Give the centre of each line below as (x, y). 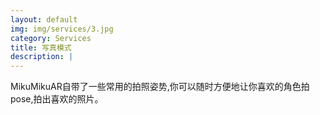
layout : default (44, 19)
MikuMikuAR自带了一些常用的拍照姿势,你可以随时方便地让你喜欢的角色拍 (160, 87)
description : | (42, 57)
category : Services (51, 38)
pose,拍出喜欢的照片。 (57, 99)
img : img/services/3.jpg (62, 29)
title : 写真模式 (41, 47)
